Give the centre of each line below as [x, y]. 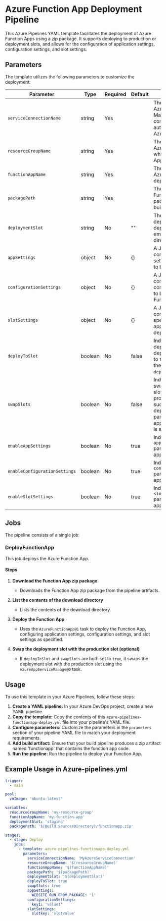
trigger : [14, 781]
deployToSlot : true [47, 881]
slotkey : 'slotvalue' [54, 914]
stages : [13, 835]
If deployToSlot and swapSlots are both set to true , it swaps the [84, 659]
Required [115, 94]
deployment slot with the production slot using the [71, 664]
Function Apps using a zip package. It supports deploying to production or [81, 39]
